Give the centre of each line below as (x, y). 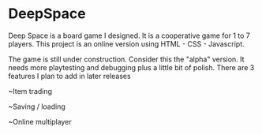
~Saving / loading (37, 106)
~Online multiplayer (40, 121)
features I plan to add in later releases (70, 76)
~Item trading (30, 91)
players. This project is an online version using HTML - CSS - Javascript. (126, 43)
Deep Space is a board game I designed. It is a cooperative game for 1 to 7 (129, 35)
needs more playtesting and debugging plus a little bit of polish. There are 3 (131, 67)
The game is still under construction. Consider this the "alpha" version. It (126, 59)
